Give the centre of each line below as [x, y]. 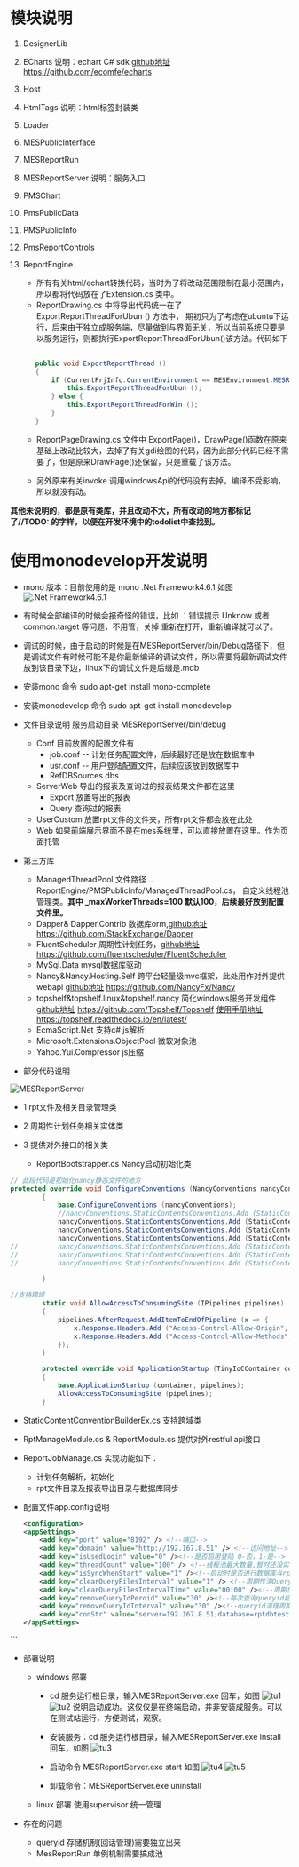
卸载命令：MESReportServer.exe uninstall [126, 1786]
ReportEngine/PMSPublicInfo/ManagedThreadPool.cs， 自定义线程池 [162, 890]
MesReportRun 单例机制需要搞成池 [99, 1853]
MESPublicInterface [59, 142]
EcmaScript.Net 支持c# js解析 [90, 1029]
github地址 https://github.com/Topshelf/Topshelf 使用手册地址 [149, 1009]
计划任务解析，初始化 [75, 1477]
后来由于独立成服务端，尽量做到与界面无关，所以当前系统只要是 [169, 327]
